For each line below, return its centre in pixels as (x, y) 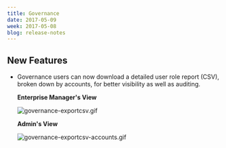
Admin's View (37, 124)
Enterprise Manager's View (57, 97)
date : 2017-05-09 (32, 20)
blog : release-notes (37, 33)
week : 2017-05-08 (32, 26)
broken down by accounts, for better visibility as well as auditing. (109, 84)
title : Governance (33, 13)
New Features (37, 60)
